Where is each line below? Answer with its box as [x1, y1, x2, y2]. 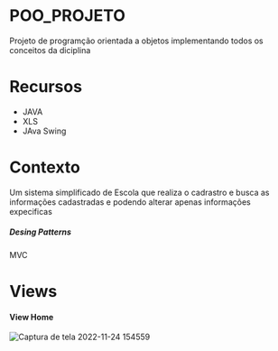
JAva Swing [22, 125, 67, 136]
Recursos [9, 77, 83, 97]
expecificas [9, 206, 52, 217]
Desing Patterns [9, 226, 72, 237]
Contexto [9, 157, 81, 178]
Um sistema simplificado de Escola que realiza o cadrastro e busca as [9, 187, 270, 198]
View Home [9, 311, 54, 322]
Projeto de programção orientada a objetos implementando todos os [9, 35, 264, 46]
